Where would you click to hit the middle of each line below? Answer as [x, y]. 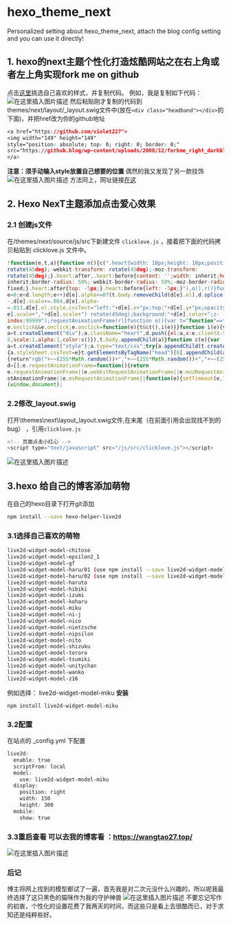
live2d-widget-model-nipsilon [51, 634]
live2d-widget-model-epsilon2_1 [53, 557]
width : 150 [35, 799]
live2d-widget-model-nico [44, 621]
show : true [35, 817]
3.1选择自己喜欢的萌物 [44, 536]
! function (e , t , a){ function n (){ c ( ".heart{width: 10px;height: [98, 263]
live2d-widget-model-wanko [46, 672]
